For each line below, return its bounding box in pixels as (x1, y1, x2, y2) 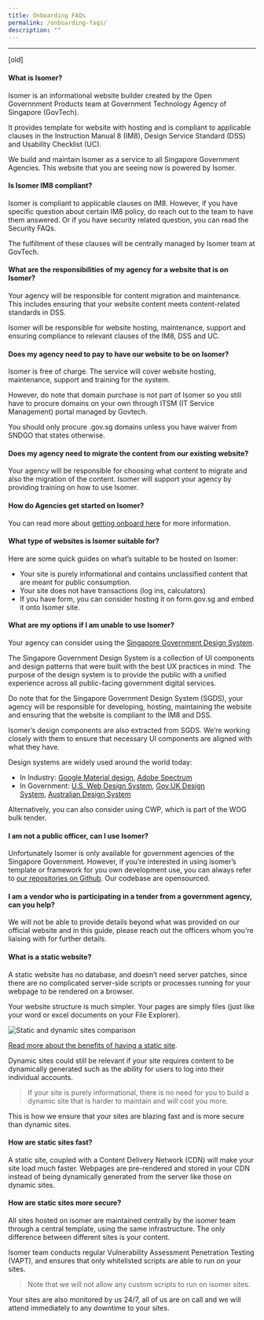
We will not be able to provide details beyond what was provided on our (8, 917, 240, 927)
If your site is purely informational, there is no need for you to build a (27, 1087, 249, 1097)
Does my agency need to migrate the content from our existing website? (8, 448, 249, 458)
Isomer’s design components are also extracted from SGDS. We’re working (8, 725, 251, 735)
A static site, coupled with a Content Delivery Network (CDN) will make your (8, 1155, 254, 1164)
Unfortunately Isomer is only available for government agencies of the (8, 849, 235, 858)
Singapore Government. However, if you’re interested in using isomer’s (8, 857, 237, 866)
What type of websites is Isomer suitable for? (8, 536, 159, 546)
